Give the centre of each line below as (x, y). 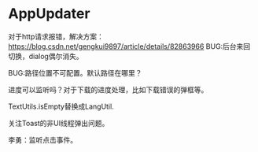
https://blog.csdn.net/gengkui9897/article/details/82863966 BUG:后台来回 (129, 46)
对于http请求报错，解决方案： (56, 36)
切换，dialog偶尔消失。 (46, 56)
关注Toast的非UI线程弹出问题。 (59, 123)
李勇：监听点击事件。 (42, 139)
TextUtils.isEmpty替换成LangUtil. (61, 106)
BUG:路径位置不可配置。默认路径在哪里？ (76, 72)
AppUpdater (49, 14)
